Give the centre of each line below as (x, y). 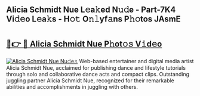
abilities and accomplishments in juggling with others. (72, 87)
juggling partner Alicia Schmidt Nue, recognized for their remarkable (90, 80)
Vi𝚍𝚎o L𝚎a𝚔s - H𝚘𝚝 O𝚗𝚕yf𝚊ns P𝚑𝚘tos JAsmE (93, 19)
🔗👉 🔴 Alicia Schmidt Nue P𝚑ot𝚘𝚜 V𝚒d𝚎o (84, 44)
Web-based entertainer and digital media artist (136, 61)
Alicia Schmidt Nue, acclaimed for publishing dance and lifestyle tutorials (96, 68)
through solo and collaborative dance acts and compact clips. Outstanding (98, 74)
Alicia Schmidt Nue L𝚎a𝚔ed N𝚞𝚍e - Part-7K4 (91, 10)
